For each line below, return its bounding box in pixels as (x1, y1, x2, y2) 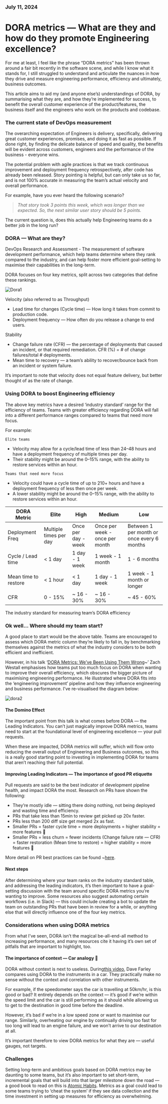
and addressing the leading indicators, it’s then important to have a (5, 882, 142, 888)
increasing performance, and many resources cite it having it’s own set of (5, 938, 156, 944)
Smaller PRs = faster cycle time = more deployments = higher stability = (12, 823, 161, 829)
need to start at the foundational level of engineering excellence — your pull (5, 728, 161, 734)
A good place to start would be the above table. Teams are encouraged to (5, 633, 157, 639)
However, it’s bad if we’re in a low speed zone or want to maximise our (5, 1012, 150, 1018)
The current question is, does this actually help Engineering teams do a (5, 217, 152, 223)
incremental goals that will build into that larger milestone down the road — (5, 1077, 160, 1083)
